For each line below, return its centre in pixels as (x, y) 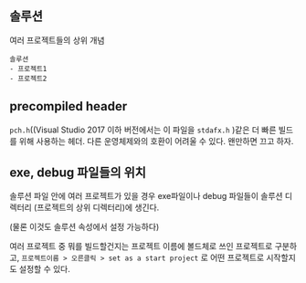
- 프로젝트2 (28, 79)
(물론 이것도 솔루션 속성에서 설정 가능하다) (84, 227)
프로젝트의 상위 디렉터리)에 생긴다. (98, 207)
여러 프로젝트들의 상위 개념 (57, 40)
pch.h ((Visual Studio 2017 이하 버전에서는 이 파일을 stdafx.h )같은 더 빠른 (143, 130)
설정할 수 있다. (45, 269)
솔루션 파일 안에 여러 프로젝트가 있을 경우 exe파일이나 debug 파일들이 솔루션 (146, 196)
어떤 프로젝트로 (237, 257)
